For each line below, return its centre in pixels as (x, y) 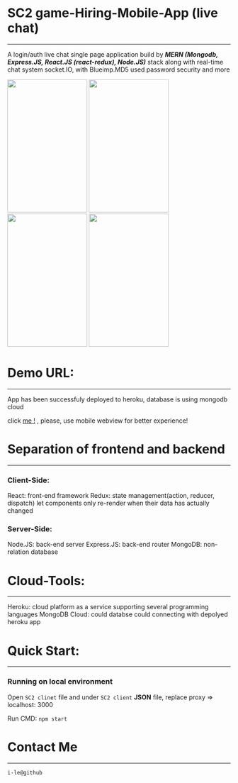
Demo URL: (41, 373)
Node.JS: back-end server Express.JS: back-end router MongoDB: (105, 545)
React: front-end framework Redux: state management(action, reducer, (111, 496)
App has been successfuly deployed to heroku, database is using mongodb (118, 399)
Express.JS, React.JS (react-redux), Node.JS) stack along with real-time (115, 62)
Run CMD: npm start (37, 718)
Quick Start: (44, 651)
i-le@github (25, 772)
